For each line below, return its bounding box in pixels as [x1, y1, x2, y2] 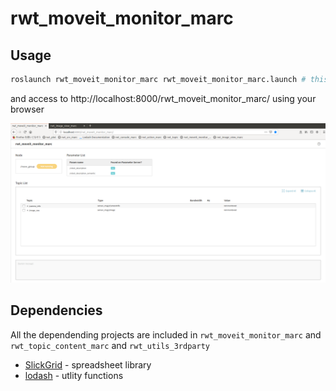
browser [10, 103, 45, 115]
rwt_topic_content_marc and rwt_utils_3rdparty [10, 339, 210, 351]
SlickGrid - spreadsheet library [24, 358, 152, 371]
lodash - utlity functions [24, 369, 124, 381]
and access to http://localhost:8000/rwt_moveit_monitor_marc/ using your [10, 92, 317, 104]
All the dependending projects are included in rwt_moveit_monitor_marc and [10, 328, 322, 341]
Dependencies [10, 302, 103, 319]
